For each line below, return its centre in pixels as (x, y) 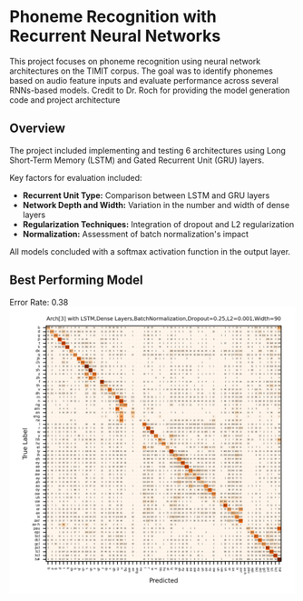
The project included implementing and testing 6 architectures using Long (147, 150)
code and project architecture (65, 100)
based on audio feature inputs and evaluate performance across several (144, 80)
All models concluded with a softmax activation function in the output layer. (150, 251)
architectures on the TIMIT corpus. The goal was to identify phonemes (142, 71)
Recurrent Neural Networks (115, 36)
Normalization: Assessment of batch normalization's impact (136, 234)
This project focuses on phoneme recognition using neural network (135, 61)
